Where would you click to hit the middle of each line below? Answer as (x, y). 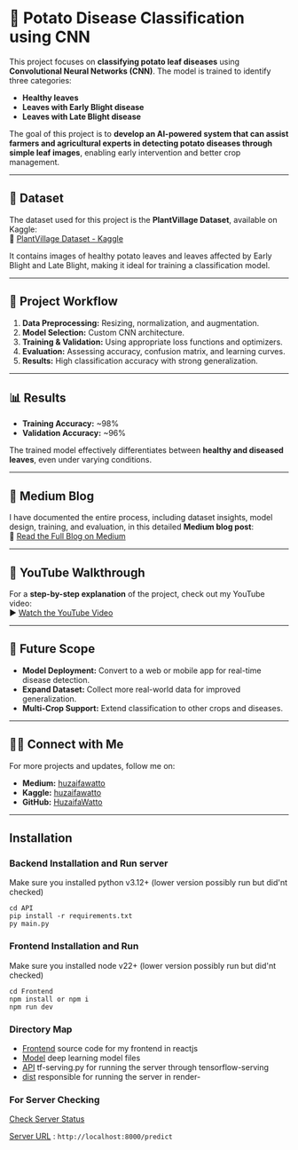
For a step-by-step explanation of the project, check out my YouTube (137, 594)
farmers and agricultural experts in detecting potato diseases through (141, 143)
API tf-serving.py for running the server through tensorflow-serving (145, 1067)
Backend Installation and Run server (89, 863)
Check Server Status (47, 1119)
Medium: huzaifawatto (64, 783)
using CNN (50, 37)
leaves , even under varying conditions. (81, 460)
